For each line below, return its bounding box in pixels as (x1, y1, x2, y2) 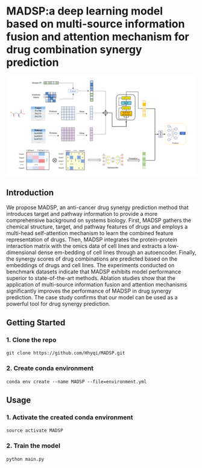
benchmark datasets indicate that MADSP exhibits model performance (6, 268, 181, 275)
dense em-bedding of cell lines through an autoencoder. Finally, (37, 249, 197, 256)
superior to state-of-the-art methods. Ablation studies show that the (6, 274, 176, 282)
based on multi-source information (6, 17, 185, 31)
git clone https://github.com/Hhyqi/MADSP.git (6, 350, 125, 356)
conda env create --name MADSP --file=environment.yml (6, 379, 147, 385)
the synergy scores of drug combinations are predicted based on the (6, 255, 178, 262)
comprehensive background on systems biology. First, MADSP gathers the (6, 216, 192, 224)
